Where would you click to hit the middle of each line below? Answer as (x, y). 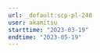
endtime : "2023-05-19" (45, 37)
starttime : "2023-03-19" (48, 30)
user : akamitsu (33, 23)
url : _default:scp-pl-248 (50, 15)
